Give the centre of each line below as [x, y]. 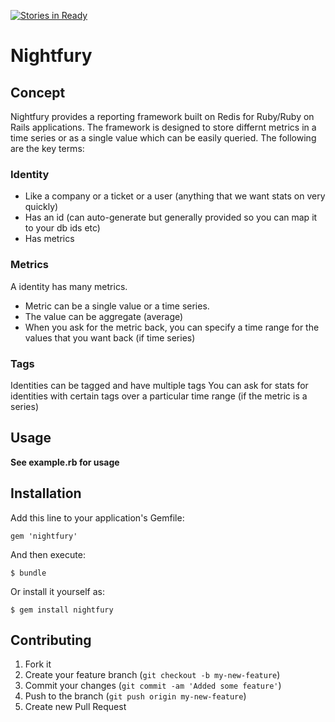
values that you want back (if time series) [110, 337]
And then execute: [48, 554]
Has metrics [49, 239]
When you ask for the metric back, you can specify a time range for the [172, 327]
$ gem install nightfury [62, 610]
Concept [38, 92]
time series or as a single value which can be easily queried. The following [163, 138]
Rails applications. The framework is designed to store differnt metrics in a [163, 127]
